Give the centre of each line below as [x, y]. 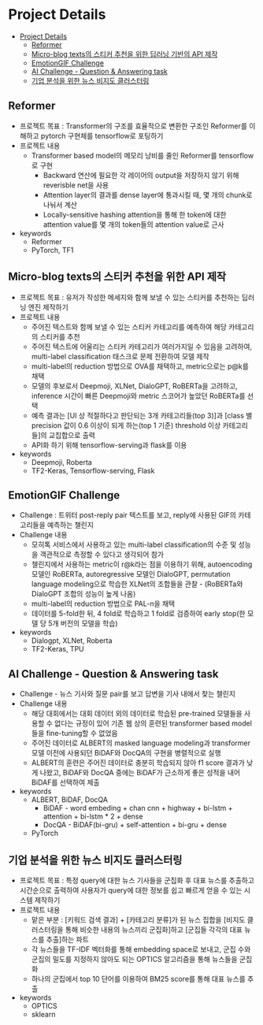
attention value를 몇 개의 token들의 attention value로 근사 [133, 224]
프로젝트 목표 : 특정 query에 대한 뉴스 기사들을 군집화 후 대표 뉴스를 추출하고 [137, 880]
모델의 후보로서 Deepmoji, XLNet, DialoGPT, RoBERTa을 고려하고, [134, 386]
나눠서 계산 [60, 204]
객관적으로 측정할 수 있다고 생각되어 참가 [102, 555]
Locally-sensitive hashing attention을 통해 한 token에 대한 [135, 214]
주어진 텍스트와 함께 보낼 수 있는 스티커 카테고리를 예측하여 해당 [129, 327]
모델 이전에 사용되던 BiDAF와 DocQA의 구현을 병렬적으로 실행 [126, 753]
